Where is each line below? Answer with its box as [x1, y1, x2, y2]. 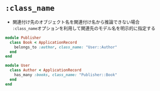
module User [5, 63, 30, 68]
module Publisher [5, 35, 41, 40]
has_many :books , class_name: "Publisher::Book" [14, 72, 117, 77]
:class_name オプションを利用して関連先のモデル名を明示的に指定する [12, 25, 156, 31]
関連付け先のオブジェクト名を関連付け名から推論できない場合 [12, 19, 140, 25]
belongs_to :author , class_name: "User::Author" [14, 44, 117, 50]
